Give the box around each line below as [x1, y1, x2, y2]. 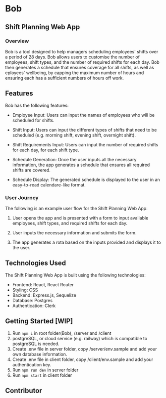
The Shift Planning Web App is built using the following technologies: [5, 272, 146, 278]
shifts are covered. [12, 167, 51, 173]
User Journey [5, 194, 39, 201]
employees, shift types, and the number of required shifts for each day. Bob [5, 59, 160, 65]
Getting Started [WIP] [5, 317, 73, 325]
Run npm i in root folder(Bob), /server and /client [12, 330, 111, 336]
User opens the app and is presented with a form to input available [12, 215, 149, 221]
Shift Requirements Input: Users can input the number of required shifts [12, 141, 159, 147]
